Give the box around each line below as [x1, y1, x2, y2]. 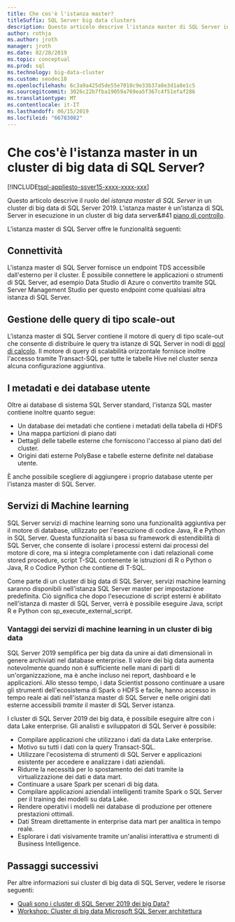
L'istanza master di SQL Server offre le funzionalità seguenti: [7, 225, 182, 233]
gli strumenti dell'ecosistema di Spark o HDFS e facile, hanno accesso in [7, 686, 216, 694]
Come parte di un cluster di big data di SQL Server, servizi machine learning [7, 577, 226, 585]
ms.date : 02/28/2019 [7, 50, 68, 57]
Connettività [7, 244, 63, 256]
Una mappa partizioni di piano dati [17, 429, 117, 438]
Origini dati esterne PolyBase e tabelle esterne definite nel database [17, 452, 213, 459]
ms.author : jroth [7, 36, 58, 43]
